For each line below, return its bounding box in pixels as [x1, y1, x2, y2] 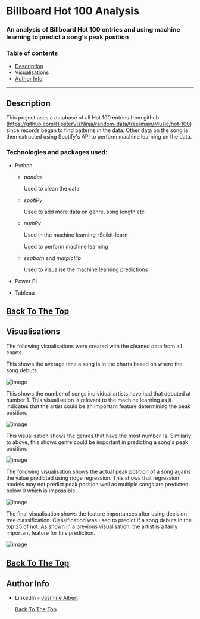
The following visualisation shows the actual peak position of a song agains [6, 468, 191, 475]
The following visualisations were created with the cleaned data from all [6, 342, 183, 350]
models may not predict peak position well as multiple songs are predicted [6, 480, 189, 488]
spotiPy [23, 196, 43, 204]
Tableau [14, 289, 35, 296]
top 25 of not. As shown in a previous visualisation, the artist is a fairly [6, 523, 178, 530]
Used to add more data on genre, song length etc [23, 208, 145, 215]
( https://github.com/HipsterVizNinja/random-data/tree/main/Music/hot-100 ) [6, 121, 192, 128]
